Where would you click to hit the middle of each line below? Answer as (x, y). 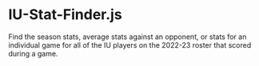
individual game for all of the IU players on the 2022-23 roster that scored (130, 45)
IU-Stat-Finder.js (65, 15)
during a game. (33, 53)
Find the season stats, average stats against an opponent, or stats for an (128, 37)
